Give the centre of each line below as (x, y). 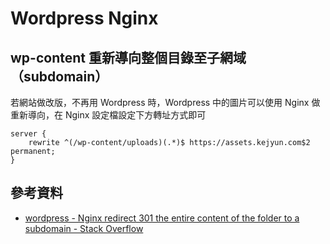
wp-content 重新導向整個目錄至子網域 (128, 57)
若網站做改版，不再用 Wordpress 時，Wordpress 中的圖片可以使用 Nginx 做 (165, 102)
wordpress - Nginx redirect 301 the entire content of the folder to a (162, 218)
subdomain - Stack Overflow (84, 228)
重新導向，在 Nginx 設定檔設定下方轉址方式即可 (108, 115)
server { (28, 134)
